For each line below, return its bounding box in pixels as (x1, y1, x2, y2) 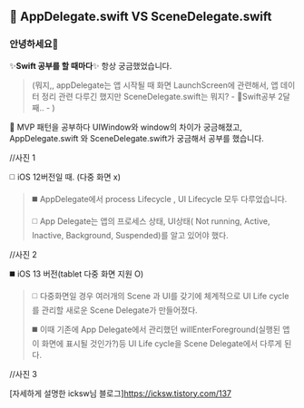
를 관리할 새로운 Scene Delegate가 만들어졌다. (31, 305, 198, 316)
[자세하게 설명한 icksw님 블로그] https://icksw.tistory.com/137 (9, 387, 232, 399)
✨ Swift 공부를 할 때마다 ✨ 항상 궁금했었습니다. (9, 60, 172, 71)
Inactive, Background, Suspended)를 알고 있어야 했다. (31, 229, 229, 240)
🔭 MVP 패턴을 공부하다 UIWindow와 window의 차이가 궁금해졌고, (9, 121, 243, 132)
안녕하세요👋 (9, 38, 59, 51)
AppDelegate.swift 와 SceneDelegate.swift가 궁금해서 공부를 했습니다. (9, 132, 265, 143)
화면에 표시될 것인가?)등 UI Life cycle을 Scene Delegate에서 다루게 (41, 337, 283, 349)
